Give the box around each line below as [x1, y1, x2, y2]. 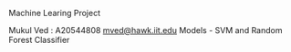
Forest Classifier [8, 35, 70, 45]
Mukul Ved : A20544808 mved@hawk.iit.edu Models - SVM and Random [8, 25, 283, 35]
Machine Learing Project [8, 8, 101, 18]
